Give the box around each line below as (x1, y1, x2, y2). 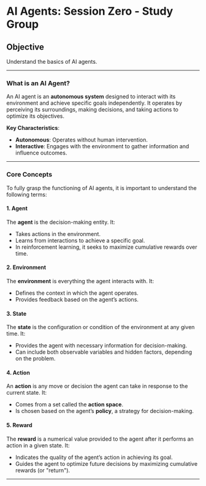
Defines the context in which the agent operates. (15, 289, 139, 297)
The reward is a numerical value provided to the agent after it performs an (6, 435, 194, 442)
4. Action (6, 369, 31, 376)
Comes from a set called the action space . (15, 401, 124, 408)
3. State (6, 309, 27, 317)
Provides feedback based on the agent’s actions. (15, 296, 139, 303)
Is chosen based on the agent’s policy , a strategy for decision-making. (15, 408, 194, 415)
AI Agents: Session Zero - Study (6, 4, 174, 18)
